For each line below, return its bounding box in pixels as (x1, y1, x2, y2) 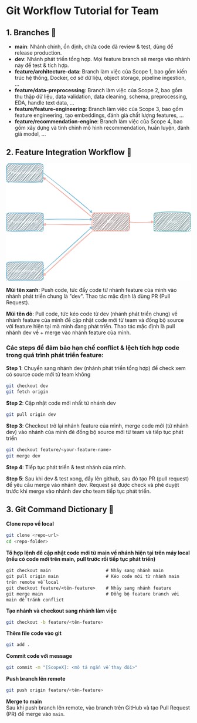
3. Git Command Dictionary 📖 (6, 505, 114, 514)
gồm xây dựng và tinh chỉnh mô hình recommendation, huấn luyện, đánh (14, 125, 189, 131)
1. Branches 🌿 (6, 28, 57, 38)
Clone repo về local (6, 520, 55, 527)
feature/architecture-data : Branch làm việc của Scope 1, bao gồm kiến (14, 68, 188, 75)
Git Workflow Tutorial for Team (6, 4, 159, 18)
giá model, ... (14, 130, 46, 137)
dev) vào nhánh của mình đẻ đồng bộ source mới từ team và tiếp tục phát (6, 429, 184, 436)
